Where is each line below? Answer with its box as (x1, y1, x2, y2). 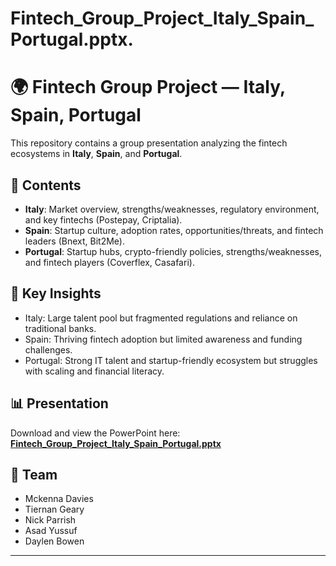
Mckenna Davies (24, 493, 94, 505)
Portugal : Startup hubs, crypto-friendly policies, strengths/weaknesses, (24, 245, 323, 257)
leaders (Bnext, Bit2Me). (24, 235, 125, 247)
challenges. (24, 343, 73, 356)
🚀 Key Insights (10, 285, 102, 302)
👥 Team (10, 466, 58, 483)
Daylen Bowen (24, 535, 85, 547)
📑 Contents (10, 177, 82, 194)
